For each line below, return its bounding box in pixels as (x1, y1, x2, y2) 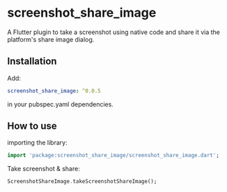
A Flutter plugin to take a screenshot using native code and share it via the (7, 28, 221, 36)
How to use (7, 120, 57, 132)
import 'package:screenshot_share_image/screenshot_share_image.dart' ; (7, 152, 219, 159)
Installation (7, 56, 57, 67)
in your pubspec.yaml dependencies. (7, 99, 113, 109)
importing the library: (7, 138, 68, 147)
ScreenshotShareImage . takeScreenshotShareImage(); (7, 178, 157, 185)
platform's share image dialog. (7, 35, 95, 43)
